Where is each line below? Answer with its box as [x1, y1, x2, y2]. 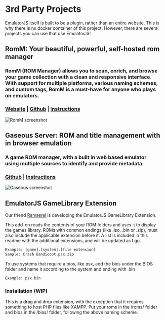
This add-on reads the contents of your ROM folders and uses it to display [5, 222, 156, 228]
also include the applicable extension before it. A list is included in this [5, 232, 148, 238]
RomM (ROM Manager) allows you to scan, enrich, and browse [5, 67, 158, 74]
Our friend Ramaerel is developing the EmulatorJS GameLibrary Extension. [5, 212, 157, 218]
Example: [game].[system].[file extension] [5, 247, 96, 252]
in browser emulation [5, 139, 72, 147]
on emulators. [5, 92, 40, 99]
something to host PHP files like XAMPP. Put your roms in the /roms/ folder [5, 304, 158, 310]
